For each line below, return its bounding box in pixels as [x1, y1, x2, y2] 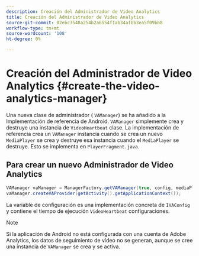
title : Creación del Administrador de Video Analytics [6, 14, 145, 20]
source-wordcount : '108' [6, 31, 68, 37]
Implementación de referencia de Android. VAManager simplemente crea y [6, 118, 184, 125]
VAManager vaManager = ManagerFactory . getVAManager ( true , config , [6, 184, 174, 191]
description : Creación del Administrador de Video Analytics [6, 8, 161, 15]
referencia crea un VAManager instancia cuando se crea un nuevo [6, 130, 163, 137]
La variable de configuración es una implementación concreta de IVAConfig [6, 201, 191, 208]
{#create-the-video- [56, 79, 160, 93]
